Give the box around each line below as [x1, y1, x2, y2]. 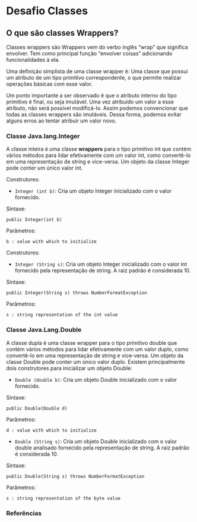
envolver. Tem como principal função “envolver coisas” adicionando [6, 50, 173, 57]
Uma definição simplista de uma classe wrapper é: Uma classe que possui [6, 68, 188, 75]
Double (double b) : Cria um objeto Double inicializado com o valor [14, 376, 177, 383]
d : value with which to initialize [6, 427, 97, 433]
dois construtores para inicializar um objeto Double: [6, 364, 132, 372]
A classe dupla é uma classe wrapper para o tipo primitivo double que [6, 339, 177, 346]
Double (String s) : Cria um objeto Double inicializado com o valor [14, 438, 177, 445]
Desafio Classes [6, 4, 88, 18]
